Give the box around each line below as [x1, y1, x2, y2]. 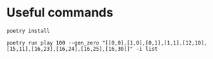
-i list [136, 45, 158, 52]
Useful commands [6, 5, 114, 21]
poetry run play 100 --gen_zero [6, 39, 99, 46]
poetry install [6, 27, 50, 34]
